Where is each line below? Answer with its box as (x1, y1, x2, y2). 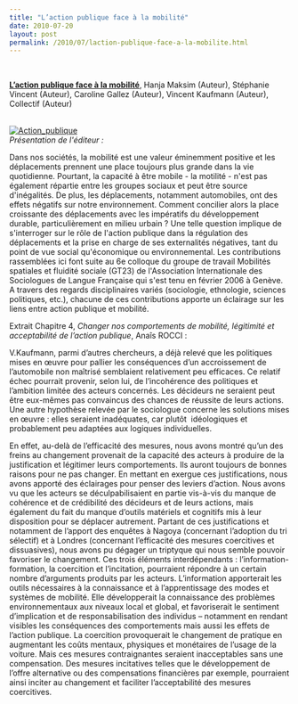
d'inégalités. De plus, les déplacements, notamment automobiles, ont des (9, 190, 278, 201)
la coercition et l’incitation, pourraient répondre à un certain (48, 563, 267, 575)
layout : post (9, 29, 58, 38)
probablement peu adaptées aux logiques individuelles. (9, 423, 212, 434)
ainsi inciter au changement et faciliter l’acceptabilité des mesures (9, 677, 252, 688)
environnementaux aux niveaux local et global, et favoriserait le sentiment (9, 602, 280, 612)
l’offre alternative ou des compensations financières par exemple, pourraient (9, 667, 290, 678)
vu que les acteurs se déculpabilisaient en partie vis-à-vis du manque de (9, 487, 277, 499)
